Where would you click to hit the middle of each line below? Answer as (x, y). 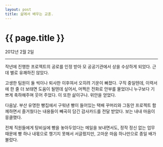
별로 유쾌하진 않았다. (30, 73)
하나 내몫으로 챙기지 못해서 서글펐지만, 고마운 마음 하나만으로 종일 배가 (90, 134)
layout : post (18, 9)
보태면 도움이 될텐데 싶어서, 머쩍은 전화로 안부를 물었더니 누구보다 (88, 89)
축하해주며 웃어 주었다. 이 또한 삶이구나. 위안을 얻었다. (65, 95)
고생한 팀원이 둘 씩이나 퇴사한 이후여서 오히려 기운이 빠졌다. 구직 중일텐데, (75, 83)
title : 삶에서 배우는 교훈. (29, 14)
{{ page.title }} (35, 38)
